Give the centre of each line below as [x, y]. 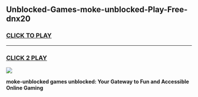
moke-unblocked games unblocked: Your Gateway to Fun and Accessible [98, 81]
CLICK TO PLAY [29, 36]
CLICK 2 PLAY [27, 58]
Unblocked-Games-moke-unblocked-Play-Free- [97, 10]
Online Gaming [25, 88]
